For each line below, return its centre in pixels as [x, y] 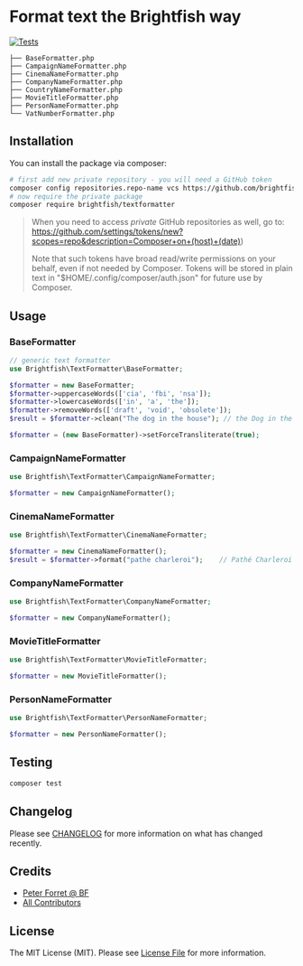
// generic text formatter [60, 360]
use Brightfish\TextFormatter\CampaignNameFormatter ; [113, 477]
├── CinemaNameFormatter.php [64, 74]
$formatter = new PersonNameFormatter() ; [88, 735]
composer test [36, 783]
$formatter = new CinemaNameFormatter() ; [88, 552]
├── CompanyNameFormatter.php [66, 82]
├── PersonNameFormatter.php [64, 106]
